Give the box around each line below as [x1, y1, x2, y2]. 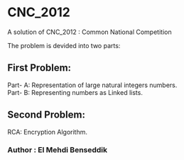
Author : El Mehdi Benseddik [7, 145, 108, 155]
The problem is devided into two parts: [7, 41, 121, 50]
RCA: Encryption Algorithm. [7, 127, 87, 136]
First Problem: [7, 62, 72, 74]
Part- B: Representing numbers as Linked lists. [7, 88, 144, 96]
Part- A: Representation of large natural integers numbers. [7, 81, 178, 89]
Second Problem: [7, 109, 85, 121]
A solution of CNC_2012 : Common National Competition [7, 28, 172, 36]
